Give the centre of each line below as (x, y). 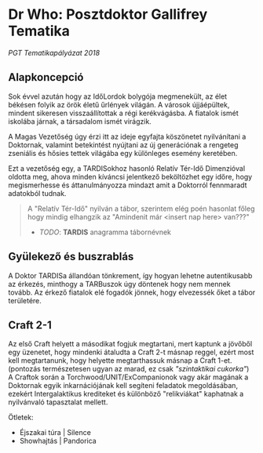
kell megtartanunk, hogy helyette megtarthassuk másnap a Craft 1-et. (120, 361)
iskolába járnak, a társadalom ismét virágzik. (80, 121)
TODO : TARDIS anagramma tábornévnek (105, 232)
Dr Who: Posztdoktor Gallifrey (108, 14)
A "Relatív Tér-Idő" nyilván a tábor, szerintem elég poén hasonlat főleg (141, 208)
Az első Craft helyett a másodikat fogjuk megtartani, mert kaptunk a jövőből (130, 344)
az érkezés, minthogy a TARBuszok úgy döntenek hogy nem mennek (119, 284)
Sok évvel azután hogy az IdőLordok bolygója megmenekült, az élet (118, 96)
